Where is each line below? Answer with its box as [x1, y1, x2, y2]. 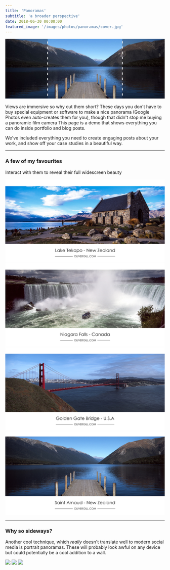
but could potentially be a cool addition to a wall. [5, 550, 106, 556]
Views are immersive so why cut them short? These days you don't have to [5, 104, 162, 110]
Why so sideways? [5, 527, 53, 534]
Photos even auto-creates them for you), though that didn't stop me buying [5, 114, 162, 121]
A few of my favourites [5, 158, 62, 165]
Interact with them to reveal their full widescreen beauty [5, 169, 122, 175]
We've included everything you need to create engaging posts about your [5, 135, 159, 141]
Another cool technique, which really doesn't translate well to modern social [5, 539, 164, 545]
